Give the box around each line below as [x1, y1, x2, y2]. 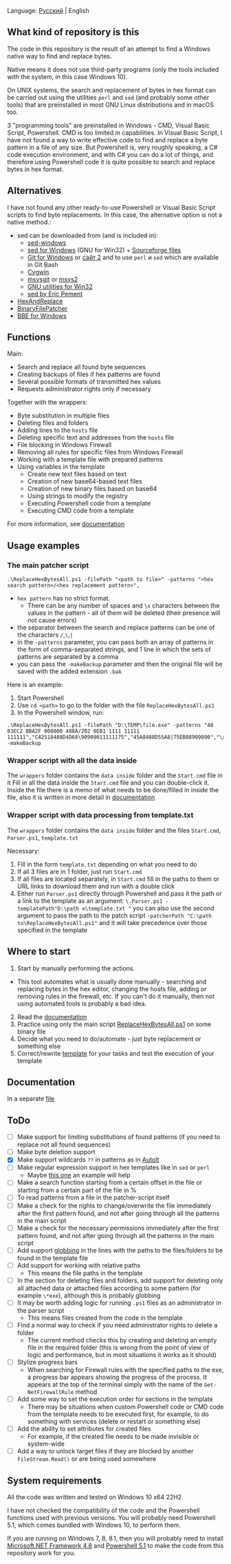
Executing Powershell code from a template [27, 499, 151, 508]
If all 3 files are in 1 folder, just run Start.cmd [16, 867, 142, 876]
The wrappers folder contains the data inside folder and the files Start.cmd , [7, 826, 221, 834]
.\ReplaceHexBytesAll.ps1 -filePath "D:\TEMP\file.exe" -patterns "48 [7, 722, 214, 729]
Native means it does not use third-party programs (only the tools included [7, 65, 219, 74]
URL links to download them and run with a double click [16, 882, 175, 890]
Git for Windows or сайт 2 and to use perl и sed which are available [27, 253, 219, 261]
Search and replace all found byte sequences [16, 363, 146, 371]
